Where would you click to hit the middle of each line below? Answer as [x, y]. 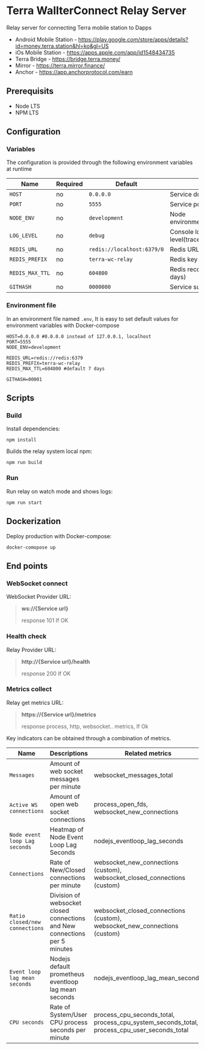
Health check [27, 636]
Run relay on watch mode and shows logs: [59, 491]
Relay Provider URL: [31, 650]
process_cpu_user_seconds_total [141, 1030]
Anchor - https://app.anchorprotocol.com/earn [74, 72]
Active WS [23, 805]
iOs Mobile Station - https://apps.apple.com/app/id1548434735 [95, 52]
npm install [21, 440]
